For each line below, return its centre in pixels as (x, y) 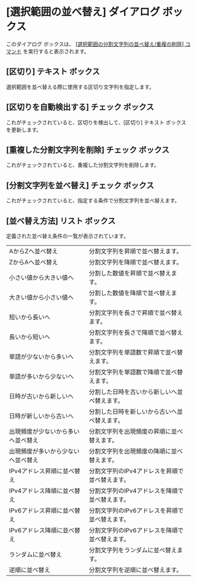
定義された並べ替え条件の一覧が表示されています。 (67, 236)
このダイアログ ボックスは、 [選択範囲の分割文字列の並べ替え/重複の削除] (95, 44)
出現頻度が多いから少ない (45, 451)
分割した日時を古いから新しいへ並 (136, 392)
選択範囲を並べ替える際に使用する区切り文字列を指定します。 (80, 87)
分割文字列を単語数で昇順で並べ (133, 352)
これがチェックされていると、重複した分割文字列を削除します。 (83, 165)
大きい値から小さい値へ (42, 297)
